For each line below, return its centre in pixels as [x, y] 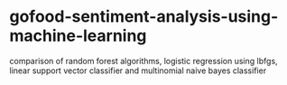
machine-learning [78, 36]
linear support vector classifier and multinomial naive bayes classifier [138, 71]
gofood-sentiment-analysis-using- [144, 17]
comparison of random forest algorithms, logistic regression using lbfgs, [143, 61]
